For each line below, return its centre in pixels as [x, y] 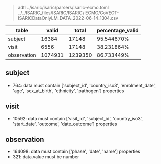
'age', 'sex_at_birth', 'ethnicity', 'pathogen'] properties [68, 91]
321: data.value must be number [46, 157]
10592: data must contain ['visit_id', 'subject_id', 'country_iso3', [78, 118]
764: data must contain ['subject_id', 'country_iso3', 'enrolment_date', [84, 85]
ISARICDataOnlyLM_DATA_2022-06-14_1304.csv [68, 18]
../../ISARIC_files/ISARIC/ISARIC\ [51, 13]
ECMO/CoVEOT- [102, 13]
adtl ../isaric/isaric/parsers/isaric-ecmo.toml [63, 7]
